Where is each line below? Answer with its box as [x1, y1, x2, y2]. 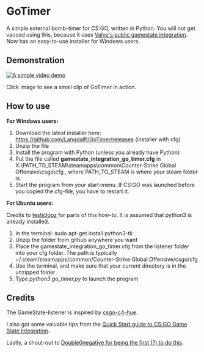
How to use [6, 101, 50, 111]
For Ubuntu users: [6, 199, 54, 207]
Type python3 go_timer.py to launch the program [15, 275, 139, 282]
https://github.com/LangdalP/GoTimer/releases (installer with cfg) [15, 136, 181, 143]
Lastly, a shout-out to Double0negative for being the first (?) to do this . [6, 339, 184, 346]
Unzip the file [15, 142, 49, 149]
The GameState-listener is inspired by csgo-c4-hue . [6, 309, 138, 316]
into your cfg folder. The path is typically [15, 249, 117, 256]
